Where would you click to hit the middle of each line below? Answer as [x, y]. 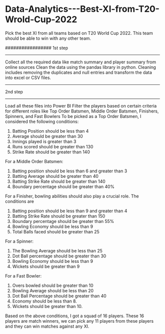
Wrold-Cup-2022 [41, 19]
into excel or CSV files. [28, 78]
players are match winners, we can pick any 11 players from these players [79, 321]
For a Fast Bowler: [23, 276]
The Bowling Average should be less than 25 [57, 250]
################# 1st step [37, 48]
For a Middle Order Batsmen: [34, 161]
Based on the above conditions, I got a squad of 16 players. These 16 [75, 316]
